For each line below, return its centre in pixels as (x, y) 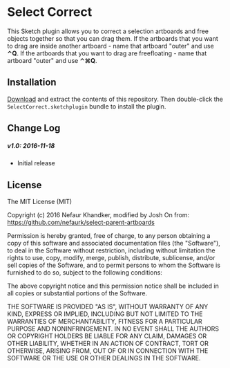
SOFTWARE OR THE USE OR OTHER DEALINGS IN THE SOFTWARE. (104, 358)
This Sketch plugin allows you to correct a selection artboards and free (108, 31)
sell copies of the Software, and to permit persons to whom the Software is (114, 265)
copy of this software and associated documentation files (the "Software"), (114, 243)
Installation (32, 83)
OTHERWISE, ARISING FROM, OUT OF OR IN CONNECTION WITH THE (108, 351)
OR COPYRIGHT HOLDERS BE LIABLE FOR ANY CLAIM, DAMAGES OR (107, 335)
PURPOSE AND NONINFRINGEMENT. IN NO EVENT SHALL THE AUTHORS (113, 329)
